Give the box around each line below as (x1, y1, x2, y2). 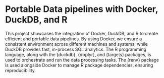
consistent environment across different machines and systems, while (5, 41, 148, 47)
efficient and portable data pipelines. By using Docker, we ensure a (5, 36, 142, 42)
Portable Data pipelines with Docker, (5, 3, 159, 15)
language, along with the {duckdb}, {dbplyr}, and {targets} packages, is (5, 51, 151, 58)
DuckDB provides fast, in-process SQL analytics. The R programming (5, 46, 147, 52)
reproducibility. (5, 67, 36, 73)
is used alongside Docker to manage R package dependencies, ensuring (5, 62, 154, 68)
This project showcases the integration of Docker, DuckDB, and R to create (5, 30, 158, 36)
